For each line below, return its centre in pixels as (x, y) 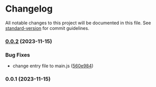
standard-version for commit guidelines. (47, 28)
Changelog (29, 9)
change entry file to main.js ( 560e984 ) (53, 66)
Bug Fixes (18, 55)
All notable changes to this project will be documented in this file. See (78, 23)
